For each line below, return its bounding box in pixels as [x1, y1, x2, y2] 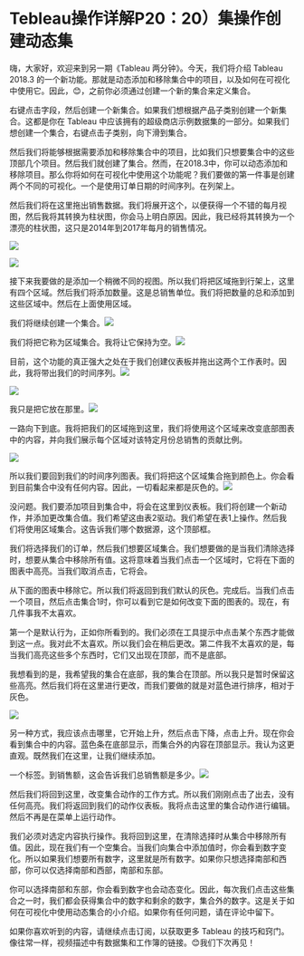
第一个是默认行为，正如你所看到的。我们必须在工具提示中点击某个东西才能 [9, 626, 287, 637]
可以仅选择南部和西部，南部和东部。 [33, 864, 168, 875]
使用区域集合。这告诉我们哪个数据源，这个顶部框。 [24, 523, 215, 535]
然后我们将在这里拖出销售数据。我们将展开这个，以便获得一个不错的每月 [9, 199, 279, 210]
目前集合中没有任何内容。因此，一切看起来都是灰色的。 [16, 481, 223, 492]
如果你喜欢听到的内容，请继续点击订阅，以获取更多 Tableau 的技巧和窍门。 [9, 925, 290, 936]
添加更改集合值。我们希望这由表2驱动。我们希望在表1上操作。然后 [33, 512, 280, 523]
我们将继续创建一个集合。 [9, 317, 105, 328]
